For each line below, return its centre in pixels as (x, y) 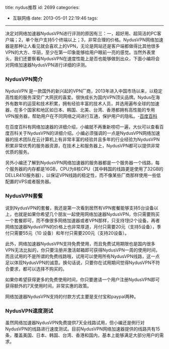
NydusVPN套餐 (24, 196)
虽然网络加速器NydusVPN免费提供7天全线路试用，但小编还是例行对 (75, 322)
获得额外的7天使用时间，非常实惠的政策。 (48, 286)
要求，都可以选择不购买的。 (38, 269)
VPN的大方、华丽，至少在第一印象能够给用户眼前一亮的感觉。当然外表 (78, 52)
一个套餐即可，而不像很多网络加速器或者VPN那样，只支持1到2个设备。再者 (82, 220)
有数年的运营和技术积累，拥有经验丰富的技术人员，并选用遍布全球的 (80, 104)
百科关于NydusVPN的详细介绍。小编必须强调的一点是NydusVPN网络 (80, 133)
